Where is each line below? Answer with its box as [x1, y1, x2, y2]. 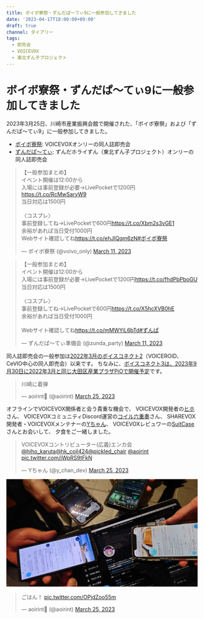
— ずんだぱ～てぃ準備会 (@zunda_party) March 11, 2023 [21, 339, 163, 346]
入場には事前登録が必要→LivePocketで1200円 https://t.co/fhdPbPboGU [21, 275, 198, 282]
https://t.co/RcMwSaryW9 [21, 190, 87, 197]
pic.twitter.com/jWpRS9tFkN [21, 454, 92, 461]
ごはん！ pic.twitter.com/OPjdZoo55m [21, 593, 117, 601]
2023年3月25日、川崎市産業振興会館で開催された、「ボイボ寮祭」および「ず [6, 120, 197, 127]
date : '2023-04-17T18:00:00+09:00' [6, 16, 97, 22]
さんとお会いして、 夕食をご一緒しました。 [6, 428, 114, 435]
